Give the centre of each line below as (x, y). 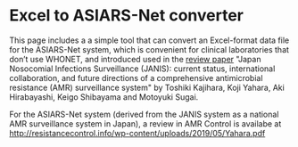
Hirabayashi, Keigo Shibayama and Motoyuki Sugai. (104, 97)
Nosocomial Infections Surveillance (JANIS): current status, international (142, 69)
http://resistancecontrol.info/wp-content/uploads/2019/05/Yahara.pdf (137, 133)
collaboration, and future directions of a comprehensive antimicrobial (136, 78)
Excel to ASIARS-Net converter (126, 16)
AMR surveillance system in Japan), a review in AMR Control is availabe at (145, 123)
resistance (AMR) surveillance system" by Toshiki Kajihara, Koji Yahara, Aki (147, 87)
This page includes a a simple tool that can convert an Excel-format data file (149, 40)
